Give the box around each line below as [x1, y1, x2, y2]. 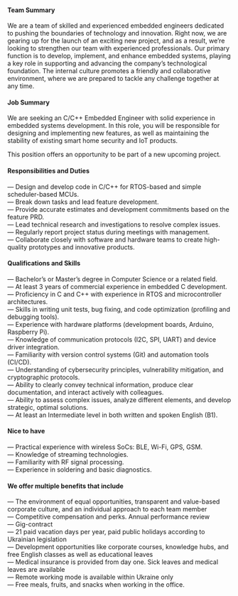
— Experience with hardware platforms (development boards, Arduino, [7, 320, 215, 328]
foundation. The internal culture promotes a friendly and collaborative [7, 67, 211, 75]
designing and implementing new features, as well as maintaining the [7, 129, 210, 138]
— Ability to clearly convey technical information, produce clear [7, 380, 194, 389]
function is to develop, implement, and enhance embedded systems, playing [7, 52, 231, 60]
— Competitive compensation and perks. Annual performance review [7, 512, 210, 521]
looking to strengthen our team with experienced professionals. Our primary [7, 44, 229, 53]
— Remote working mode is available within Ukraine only [7, 573, 174, 582]
